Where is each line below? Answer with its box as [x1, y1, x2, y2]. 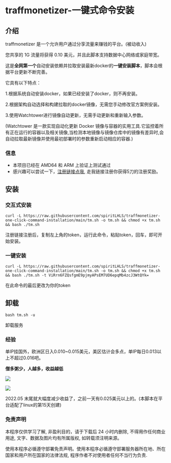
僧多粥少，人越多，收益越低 [5, 366, 64, 372]
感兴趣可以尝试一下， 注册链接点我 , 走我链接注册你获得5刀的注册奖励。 [12, 168, 161, 175]
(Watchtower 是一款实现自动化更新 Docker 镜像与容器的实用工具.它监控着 [5, 123, 159, 129]
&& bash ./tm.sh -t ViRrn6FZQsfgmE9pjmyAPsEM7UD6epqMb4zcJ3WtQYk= [5, 273, 149, 278]
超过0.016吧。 [14, 355, 44, 361]
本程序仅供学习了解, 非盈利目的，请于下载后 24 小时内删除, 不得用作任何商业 [5, 428, 166, 435]
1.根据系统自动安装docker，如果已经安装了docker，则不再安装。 [5, 91, 140, 97]
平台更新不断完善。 [9, 69, 50, 75]
